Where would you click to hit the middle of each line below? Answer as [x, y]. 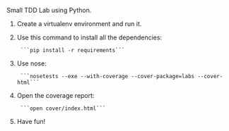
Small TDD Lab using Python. [49, 10]
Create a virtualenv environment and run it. [79, 24]
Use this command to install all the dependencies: [89, 37]
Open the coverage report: [55, 95]
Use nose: [31, 63]
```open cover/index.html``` [63, 108]
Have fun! [31, 121]
